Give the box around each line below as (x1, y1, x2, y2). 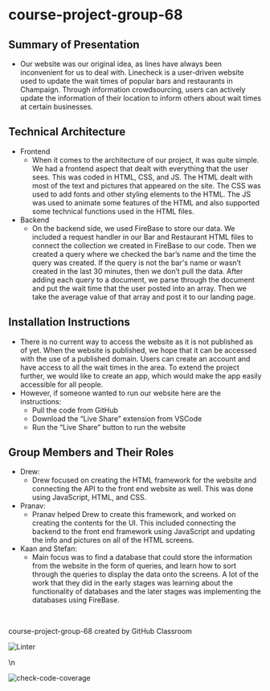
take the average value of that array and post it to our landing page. (31, 292, 256, 301)
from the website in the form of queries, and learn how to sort (31, 561, 237, 571)
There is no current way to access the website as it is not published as (19, 337, 253, 346)
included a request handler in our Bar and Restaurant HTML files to (31, 232, 254, 242)
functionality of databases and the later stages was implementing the (31, 586, 261, 597)
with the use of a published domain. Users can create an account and (19, 354, 251, 363)
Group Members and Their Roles (8, 445, 174, 460)
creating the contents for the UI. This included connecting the (31, 518, 236, 528)
